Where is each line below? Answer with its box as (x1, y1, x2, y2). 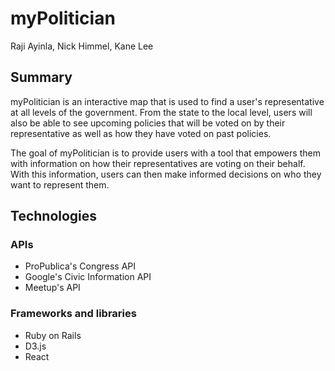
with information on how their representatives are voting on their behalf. (10, 157, 306, 169)
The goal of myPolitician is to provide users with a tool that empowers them (10, 147, 321, 159)
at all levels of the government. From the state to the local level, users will (10, 106, 313, 118)
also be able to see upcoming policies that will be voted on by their (10, 117, 286, 129)
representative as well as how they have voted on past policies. (10, 127, 272, 139)
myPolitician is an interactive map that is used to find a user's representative (10, 95, 325, 107)
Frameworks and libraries (10, 307, 137, 321)
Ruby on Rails (24, 329, 82, 341)
